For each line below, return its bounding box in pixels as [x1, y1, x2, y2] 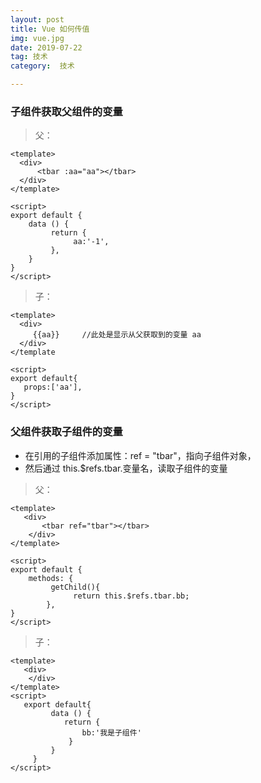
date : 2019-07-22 [10, 42, 83, 53]
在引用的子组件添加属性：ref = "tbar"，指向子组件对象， [24, 449, 257, 461]
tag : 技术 [10, 52, 48, 62]
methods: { [28, 573, 74, 583]
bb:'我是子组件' [81, 727, 142, 738]
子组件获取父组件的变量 [10, 104, 123, 118]
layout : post [10, 14, 65, 25]
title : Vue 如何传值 [10, 24, 90, 34]
